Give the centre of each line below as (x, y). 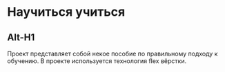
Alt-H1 (21, 37)
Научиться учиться (66, 12)
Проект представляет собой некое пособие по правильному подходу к (112, 53)
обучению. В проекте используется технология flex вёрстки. (97, 61)
